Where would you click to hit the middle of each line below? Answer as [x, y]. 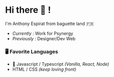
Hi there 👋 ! [28, 10]
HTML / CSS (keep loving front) [44, 69]
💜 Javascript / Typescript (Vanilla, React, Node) [61, 64]
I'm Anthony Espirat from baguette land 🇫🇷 [49, 24]
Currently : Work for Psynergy [43, 33]
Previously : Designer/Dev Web [44, 38]
